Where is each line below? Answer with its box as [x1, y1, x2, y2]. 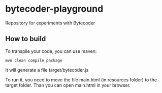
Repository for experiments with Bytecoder [5, 20, 95, 26]
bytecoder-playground [5, 3, 104, 15]
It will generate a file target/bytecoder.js [5, 67, 89, 73]
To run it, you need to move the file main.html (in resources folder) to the [5, 77, 157, 83]
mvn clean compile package [5, 58, 62, 63]
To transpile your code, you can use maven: [5, 48, 97, 54]
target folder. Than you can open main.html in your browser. [5, 82, 131, 88]
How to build [5, 35, 46, 43]
